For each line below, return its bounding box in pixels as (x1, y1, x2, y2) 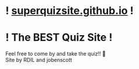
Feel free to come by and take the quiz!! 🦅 (5, 50, 106, 57)
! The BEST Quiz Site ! (5, 31, 113, 44)
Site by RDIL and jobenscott (5, 57, 72, 64)
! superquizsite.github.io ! (5, 4, 134, 18)
